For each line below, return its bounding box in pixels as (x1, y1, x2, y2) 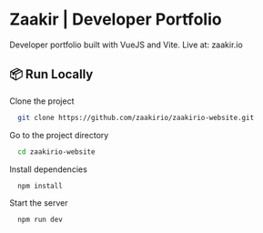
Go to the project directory (9, 129, 109, 140)
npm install (17, 181, 64, 190)
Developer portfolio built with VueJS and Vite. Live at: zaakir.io (9, 39, 243, 50)
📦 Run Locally (9, 66, 94, 82)
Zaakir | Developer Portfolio (9, 9, 222, 30)
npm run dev (17, 215, 64, 225)
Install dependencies (9, 164, 88, 175)
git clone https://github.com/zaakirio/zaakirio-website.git (17, 113, 255, 122)
